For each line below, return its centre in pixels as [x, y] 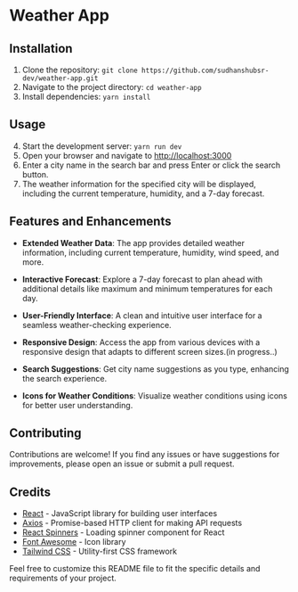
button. [35, 174]
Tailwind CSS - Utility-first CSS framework [100, 551]
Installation [41, 49]
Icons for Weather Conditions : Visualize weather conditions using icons [154, 395]
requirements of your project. [63, 578]
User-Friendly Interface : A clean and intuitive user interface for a [142, 315]
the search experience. [64, 378]
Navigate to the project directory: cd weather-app [112, 87]
